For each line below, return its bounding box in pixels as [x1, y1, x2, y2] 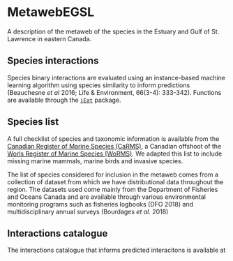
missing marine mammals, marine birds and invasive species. [7, 156, 183, 165]
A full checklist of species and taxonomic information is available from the [7, 134, 220, 143]
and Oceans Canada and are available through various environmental [7, 193, 206, 201]
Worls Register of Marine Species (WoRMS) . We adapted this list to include [7, 149, 223, 158]
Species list [7, 116, 59, 128]
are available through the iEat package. [7, 96, 121, 104]
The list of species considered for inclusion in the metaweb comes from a [7, 170, 218, 179]
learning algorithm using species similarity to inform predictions [7, 81, 190, 89]
